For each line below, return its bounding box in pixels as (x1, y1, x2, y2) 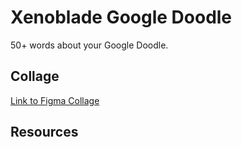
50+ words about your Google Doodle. (10, 39, 169, 51)
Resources (10, 124, 79, 141)
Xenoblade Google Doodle (10, 6, 233, 29)
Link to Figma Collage (10, 94, 100, 106)
